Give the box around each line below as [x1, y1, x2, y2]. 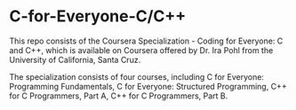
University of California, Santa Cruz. [9, 54, 141, 65]
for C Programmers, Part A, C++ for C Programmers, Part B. [9, 90, 228, 101]
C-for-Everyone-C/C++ [9, 6, 187, 27]
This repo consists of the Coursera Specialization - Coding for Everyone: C [9, 35, 284, 46]
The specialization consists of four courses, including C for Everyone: [9, 71, 265, 82]
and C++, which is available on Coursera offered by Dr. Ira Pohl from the [9, 44, 274, 55]
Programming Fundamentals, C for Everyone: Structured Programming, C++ [9, 81, 287, 91]
